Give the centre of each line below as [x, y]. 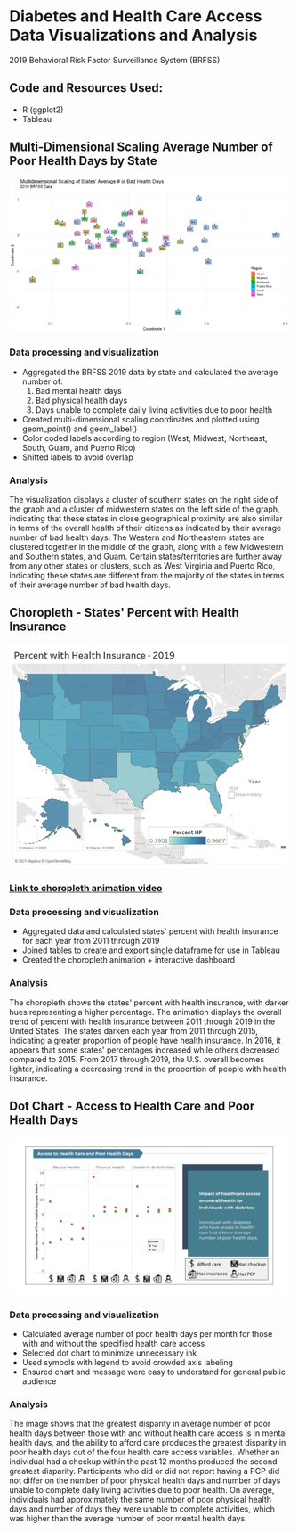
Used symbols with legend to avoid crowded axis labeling [128, 1363]
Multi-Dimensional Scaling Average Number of [141, 147]
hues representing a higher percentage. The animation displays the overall [145, 1012]
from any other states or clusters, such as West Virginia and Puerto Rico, [142, 566]
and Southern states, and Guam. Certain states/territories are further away [146, 557]
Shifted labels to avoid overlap [77, 457]
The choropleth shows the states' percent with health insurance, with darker [149, 1002]
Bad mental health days [78, 390]
